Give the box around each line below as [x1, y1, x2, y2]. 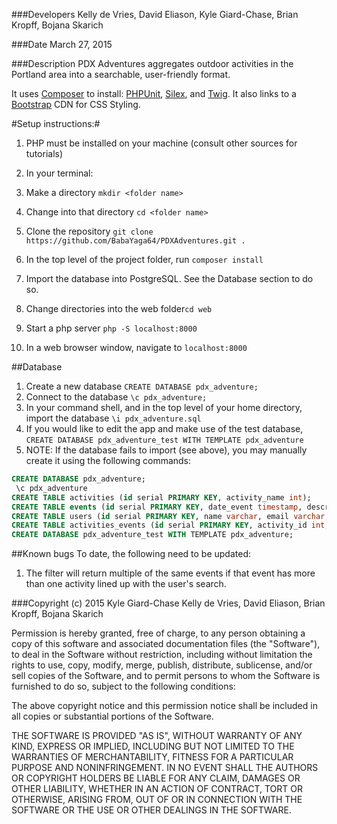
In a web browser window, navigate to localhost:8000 [25, 342, 248, 353]
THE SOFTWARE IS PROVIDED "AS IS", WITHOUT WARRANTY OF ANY [11, 730, 303, 742]
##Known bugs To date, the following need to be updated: [11, 548, 252, 560]
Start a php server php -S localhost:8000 [25, 322, 198, 334]
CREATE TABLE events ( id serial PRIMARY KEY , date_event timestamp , [11, 502, 303, 512]
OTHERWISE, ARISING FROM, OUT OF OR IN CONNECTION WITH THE [11, 794, 303, 806]
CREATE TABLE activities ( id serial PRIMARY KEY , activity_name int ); [11, 492, 312, 503]
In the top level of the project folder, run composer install [25, 254, 264, 265]
